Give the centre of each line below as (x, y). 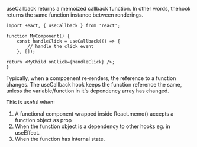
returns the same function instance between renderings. (75, 15)
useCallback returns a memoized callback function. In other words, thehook (98, 9)
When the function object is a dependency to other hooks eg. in (92, 126)
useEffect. (27, 132)
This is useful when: (30, 102)
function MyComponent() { (38, 36)
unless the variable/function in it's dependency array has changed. (88, 91)
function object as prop (43, 120)
